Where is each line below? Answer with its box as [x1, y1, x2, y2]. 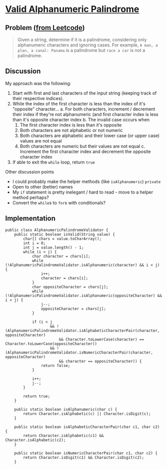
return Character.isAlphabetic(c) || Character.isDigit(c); [23, 411, 151, 416]
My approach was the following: [5, 80, 71, 86]
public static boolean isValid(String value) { [14, 231, 115, 237]
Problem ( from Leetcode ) [5, 23, 85, 32]
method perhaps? [12, 194, 49, 200]
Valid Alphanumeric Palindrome [5, 3, 139, 15]
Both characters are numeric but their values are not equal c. [19, 143, 145, 149]
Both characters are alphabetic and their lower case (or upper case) [19, 132, 160, 138]
